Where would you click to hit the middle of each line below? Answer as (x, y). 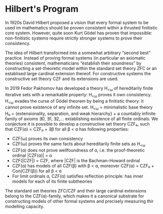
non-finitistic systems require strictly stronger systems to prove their (74, 38)
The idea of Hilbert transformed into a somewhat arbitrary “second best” (78, 53)
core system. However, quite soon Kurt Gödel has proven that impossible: (79, 33)
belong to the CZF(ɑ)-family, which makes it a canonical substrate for (75, 196)
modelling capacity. (25, 206)
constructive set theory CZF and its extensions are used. (62, 79)
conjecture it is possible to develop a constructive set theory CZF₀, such (77, 124)
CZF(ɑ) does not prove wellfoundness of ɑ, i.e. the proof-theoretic (78, 150)
